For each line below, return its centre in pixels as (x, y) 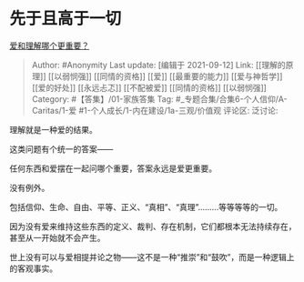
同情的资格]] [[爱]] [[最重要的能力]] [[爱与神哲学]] (191, 76)
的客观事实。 (33, 268)
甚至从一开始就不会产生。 (57, 237)
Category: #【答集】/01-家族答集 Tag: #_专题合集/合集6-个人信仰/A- (160, 99)
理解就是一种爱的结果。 (53, 129)
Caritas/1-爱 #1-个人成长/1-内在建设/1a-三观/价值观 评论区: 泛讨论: (155, 110)
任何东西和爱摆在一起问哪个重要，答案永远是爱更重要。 (113, 168)
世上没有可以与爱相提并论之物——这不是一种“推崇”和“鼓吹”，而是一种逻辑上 (152, 257)
